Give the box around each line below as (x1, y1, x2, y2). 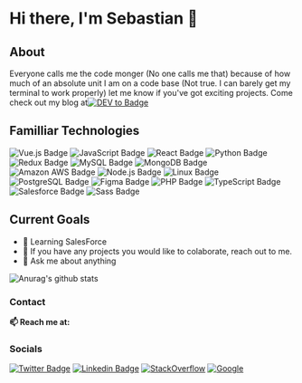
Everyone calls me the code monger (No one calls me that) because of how (9, 68, 291, 79)
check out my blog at (9, 97, 89, 108)
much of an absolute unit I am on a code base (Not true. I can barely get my (9, 78, 291, 89)
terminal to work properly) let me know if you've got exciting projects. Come (9, 88, 294, 98)
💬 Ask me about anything (22, 255, 117, 266)
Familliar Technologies (9, 123, 140, 139)
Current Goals (9, 212, 90, 227)
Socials (9, 342, 42, 355)
